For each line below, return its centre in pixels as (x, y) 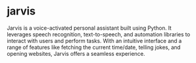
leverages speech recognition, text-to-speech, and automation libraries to (99, 34)
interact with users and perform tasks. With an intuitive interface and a (94, 41)
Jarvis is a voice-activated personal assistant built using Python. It (89, 28)
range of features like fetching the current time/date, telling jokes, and (94, 47)
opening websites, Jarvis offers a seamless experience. (76, 53)
